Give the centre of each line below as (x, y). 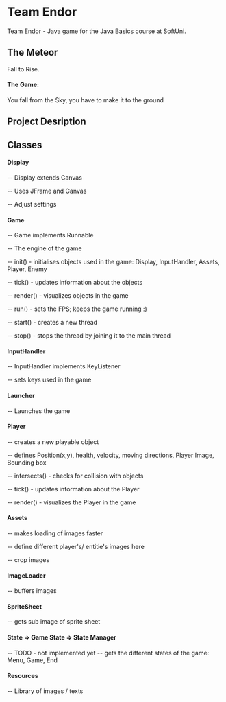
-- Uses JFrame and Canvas (47, 191)
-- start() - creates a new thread (52, 323)
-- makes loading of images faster (55, 533)
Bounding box (27, 462)
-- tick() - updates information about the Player (73, 489)
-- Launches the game (39, 411)
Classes (25, 145)
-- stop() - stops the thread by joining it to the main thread (89, 336)
